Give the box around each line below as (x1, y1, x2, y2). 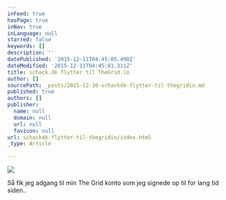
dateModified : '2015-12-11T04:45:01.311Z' (7, 62, 133, 69)
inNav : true (7, 23, 42, 30)
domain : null (13, 114, 52, 121)
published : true (7, 88, 55, 95)
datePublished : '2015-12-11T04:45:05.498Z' (7, 56, 136, 63)
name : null (13, 108, 45, 115)
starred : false (7, 36, 52, 43)
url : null (13, 120, 42, 128)
